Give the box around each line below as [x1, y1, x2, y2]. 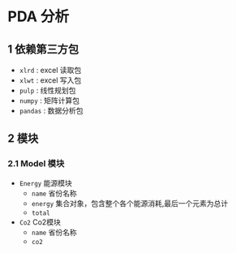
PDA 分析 [7, 7, 70, 26]
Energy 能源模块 [19, 178, 72, 187]
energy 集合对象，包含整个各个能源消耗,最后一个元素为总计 [31, 198, 229, 208]
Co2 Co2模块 [19, 217, 62, 227]
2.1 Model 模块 [7, 158, 65, 169]
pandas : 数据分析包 [19, 106, 84, 115]
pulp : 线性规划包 [19, 86, 76, 95]
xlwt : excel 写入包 [19, 75, 82, 85]
